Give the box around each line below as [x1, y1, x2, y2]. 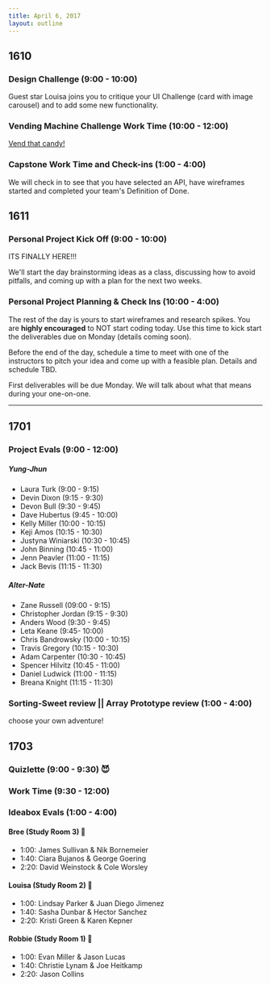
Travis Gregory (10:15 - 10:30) [19, 643, 119, 653]
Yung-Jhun [8, 463, 48, 473]
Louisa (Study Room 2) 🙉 [8, 881, 93, 891]
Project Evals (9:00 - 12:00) [8, 444, 119, 455]
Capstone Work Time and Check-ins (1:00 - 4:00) [8, 159, 206, 170]
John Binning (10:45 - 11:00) [19, 544, 114, 554]
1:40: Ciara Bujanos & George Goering [19, 853, 147, 863]
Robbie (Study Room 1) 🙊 [8, 934, 93, 944]
